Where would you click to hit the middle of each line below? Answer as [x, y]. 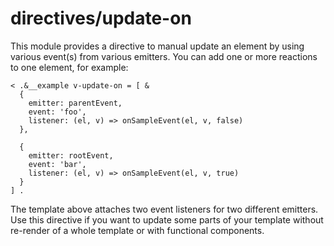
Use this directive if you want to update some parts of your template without [167, 219]
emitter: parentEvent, [75, 103]
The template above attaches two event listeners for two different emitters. [164, 209]
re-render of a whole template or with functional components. [137, 230]
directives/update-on [101, 18]
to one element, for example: [69, 67]
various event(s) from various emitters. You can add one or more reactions [164, 56]
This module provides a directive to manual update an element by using [157, 46]
